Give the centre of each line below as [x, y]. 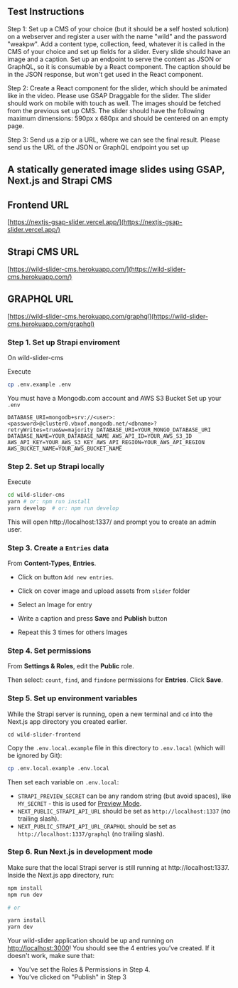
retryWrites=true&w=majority [50, 430]
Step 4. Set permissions [49, 651]
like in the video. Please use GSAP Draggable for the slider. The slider [109, 95]
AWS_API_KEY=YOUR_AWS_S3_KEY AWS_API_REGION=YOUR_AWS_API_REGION [106, 442]
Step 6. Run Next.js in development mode [80, 852]
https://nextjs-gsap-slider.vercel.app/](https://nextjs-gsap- [96, 222]
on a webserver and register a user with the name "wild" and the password [117, 36]
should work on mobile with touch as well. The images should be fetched [114, 103]
